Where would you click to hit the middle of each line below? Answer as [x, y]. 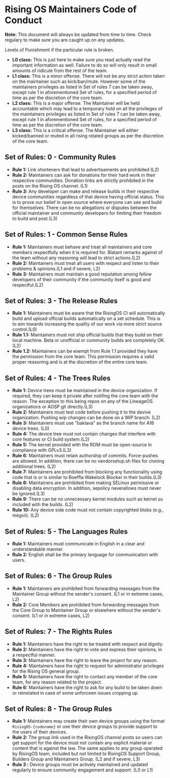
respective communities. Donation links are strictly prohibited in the [83, 180]
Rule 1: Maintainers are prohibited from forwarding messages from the [86, 588]
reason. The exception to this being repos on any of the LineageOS [82, 401]
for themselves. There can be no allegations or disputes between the [84, 208]
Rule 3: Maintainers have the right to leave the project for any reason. [85, 660]
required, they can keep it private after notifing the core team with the [85, 396]
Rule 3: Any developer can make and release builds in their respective [86, 191]
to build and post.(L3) [35, 218]
